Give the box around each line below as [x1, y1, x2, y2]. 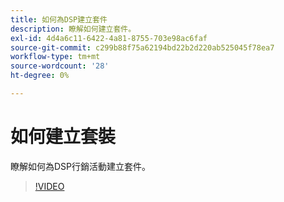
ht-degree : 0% [10, 71, 70, 81]
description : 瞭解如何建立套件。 [10, 24, 137, 34]
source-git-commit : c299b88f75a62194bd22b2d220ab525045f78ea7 [10, 42, 275, 53]
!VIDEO [34, 180, 65, 192]
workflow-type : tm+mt [10, 52, 101, 62]
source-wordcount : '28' [10, 61, 110, 71]
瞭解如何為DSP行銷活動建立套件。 [10, 160, 152, 172]
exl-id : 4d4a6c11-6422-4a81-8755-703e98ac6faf [10, 33, 208, 43]
